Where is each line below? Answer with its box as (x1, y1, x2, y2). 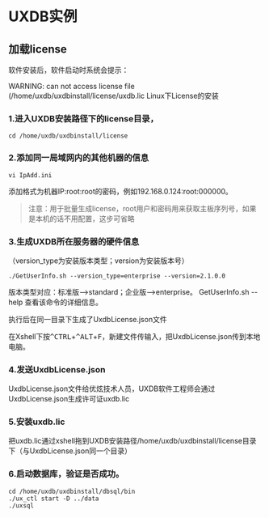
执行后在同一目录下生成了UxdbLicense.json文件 (8, 314, 167, 324)
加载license (8, 42, 67, 56)
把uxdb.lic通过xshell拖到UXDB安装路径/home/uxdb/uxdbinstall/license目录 (8, 436, 257, 446)
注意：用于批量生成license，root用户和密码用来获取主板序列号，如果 (27, 203, 257, 213)
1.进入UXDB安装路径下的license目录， (8, 113, 159, 124)
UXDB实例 (8, 7, 78, 26)
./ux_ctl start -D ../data (8, 495, 99, 503)
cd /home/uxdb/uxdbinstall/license (8, 132, 128, 140)
